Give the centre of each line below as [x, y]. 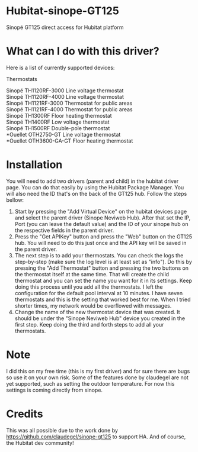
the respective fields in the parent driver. [64, 230]
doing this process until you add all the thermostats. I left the [89, 287]
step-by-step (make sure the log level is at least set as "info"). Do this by [103, 261]
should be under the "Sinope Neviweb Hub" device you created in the [100, 318]
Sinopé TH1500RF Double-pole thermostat [58, 128]
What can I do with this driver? [83, 51]
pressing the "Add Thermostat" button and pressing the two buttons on [101, 268]
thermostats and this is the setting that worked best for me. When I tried [103, 299]
